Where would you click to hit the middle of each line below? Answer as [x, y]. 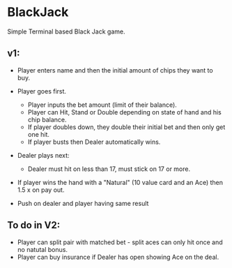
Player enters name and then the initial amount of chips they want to [115, 70]
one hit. [39, 134]
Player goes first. [42, 91]
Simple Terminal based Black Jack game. [66, 31]
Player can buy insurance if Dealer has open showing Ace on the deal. [118, 257]
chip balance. [47, 119]
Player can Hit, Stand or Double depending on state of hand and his [124, 112]
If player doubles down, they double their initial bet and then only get [126, 127]
